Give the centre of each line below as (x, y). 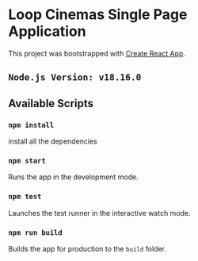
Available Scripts (51, 104)
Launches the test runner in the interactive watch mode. (100, 213)
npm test (25, 197)
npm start (27, 161)
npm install (31, 125)
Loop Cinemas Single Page (98, 15)
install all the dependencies (53, 141)
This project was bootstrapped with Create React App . (97, 53)
